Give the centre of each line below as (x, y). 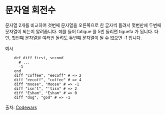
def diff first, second (39, 58)
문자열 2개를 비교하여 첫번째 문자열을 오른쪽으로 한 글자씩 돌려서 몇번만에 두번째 (83, 25)
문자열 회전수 (30, 10)
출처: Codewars (21, 107)
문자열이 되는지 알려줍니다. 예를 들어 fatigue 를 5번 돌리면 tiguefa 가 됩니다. (79, 31)
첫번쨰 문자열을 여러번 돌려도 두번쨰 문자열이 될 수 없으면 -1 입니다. (77, 38)
